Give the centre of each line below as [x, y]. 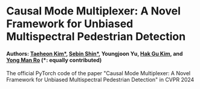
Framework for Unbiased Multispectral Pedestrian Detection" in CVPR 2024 [100, 80]
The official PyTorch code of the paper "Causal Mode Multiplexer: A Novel [98, 73]
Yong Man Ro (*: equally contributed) [54, 60]
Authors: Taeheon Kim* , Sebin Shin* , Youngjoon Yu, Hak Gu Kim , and [95, 54]
